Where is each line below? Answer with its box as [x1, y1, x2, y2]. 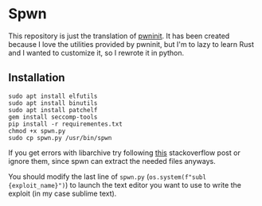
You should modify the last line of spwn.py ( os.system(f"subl [8, 172, 207, 181]
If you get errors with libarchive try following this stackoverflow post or [8, 148, 240, 157]
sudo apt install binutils [8, 99, 98, 107]
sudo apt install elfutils [8, 92, 98, 100]
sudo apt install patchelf [8, 106, 98, 114]
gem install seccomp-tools [8, 113, 98, 121]
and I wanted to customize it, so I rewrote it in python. [8, 48, 185, 57]
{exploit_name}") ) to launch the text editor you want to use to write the [8, 180, 241, 189]
